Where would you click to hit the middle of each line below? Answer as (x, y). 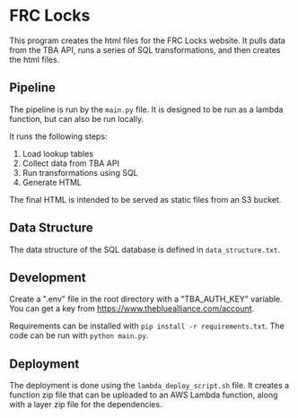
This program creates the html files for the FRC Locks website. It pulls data (147, 40)
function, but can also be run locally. (77, 118)
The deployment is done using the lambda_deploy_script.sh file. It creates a (149, 386)
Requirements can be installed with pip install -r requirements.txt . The (147, 326)
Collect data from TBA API (70, 163)
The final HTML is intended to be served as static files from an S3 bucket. (145, 199)
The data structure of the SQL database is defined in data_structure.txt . (145, 249)
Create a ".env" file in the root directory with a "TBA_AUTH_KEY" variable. (146, 299)
